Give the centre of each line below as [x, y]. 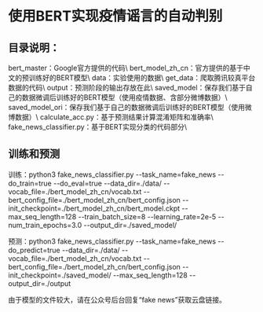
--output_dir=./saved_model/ [130, 225]
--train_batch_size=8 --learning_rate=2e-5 [147, 216]
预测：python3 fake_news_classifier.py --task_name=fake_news [112, 241]
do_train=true [30, 183]
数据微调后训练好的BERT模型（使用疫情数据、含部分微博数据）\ [124, 97]
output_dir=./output [40, 283]
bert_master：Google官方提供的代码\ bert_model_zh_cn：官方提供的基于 [126, 68]
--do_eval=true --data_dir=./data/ [108, 183]
